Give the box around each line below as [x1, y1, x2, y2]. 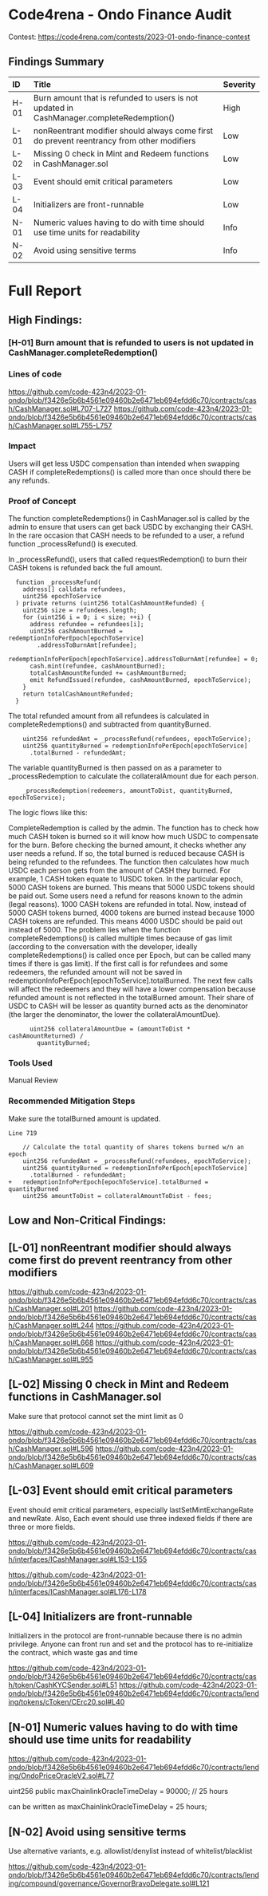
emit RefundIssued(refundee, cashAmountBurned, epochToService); [29, 676, 251, 684]
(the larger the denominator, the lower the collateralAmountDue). [8, 1010, 221, 1019]
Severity [223, 78, 256, 89]
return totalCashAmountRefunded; [22, 690, 134, 699]
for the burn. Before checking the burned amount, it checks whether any [8, 840, 246, 850]
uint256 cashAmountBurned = [29, 628, 124, 636]
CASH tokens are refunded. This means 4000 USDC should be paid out [8, 916, 243, 926]
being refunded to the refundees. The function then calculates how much [8, 857, 250, 867]
